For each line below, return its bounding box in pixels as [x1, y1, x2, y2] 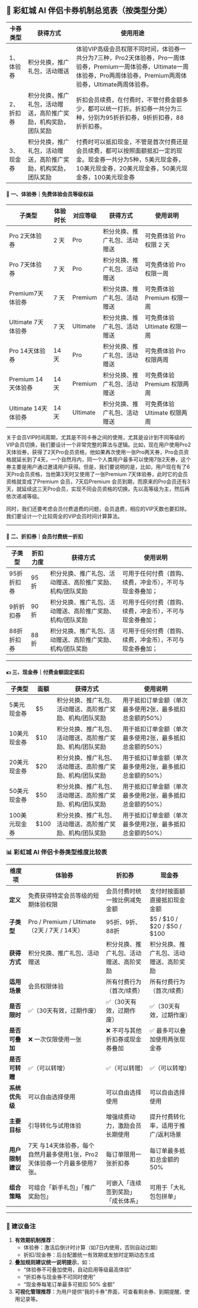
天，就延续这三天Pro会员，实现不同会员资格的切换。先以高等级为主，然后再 [6, 485, 190, 492]
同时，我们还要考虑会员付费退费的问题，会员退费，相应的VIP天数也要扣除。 [6, 505, 190, 512]
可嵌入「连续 [105, 1179, 142, 1187]
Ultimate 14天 [9, 405, 48, 413]
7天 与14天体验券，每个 [28, 1141, 95, 1149]
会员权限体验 [28, 982, 64, 990]
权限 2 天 [144, 241, 170, 249]
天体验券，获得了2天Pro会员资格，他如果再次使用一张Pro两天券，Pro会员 [6, 449, 184, 456]
